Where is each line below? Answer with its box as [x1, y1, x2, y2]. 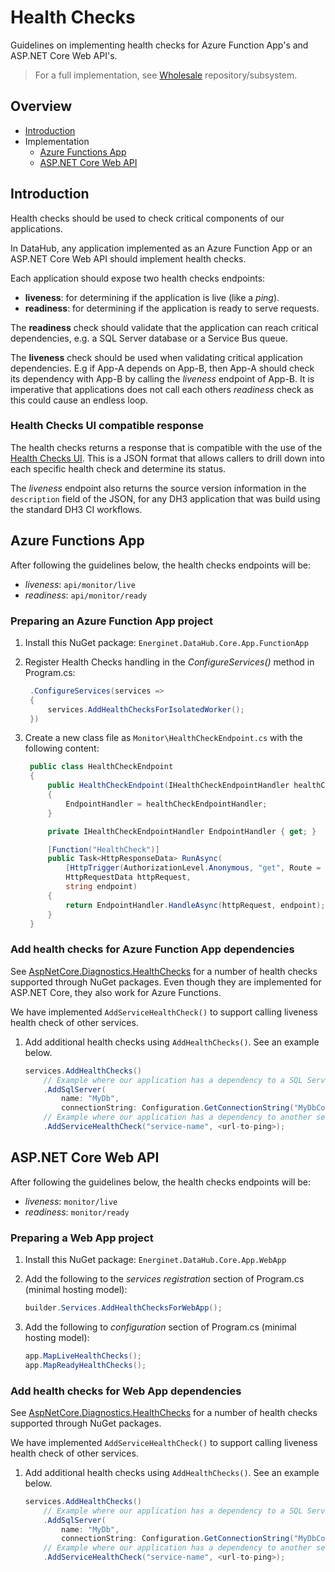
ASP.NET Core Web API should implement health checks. [10, 252, 247, 265]
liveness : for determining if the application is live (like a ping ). [24, 291, 280, 303]
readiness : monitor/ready [24, 1206, 130, 1218]
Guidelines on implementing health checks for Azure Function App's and [10, 39, 309, 51]
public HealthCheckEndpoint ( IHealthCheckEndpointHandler [47, 781, 290, 791]
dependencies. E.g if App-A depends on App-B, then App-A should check [10, 362, 315, 374]
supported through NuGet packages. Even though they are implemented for [10, 976, 322, 988]
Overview [10, 98, 73, 115]
